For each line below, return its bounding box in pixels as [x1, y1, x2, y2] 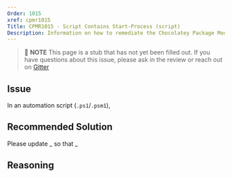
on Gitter [23, 63, 50, 71]
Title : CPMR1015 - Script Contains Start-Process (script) [7, 23, 181, 30]
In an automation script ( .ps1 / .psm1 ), [7, 101, 110, 110]
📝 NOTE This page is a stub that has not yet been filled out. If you [23, 48, 211, 57]
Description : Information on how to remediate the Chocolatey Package [7, 29, 215, 37]
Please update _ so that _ [7, 139, 78, 148]
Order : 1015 [7, 10, 41, 17]
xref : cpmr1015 [7, 17, 51, 23]
